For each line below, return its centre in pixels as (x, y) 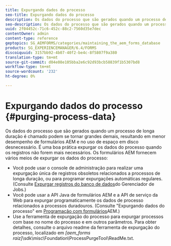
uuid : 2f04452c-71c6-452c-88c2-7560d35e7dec (53, 29)
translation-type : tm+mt (32, 57)
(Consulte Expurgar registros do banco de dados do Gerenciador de (83, 184)
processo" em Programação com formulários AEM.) (66, 211)
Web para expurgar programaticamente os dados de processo (78, 200)
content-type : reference (32, 39)
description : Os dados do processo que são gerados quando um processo (83, 19)
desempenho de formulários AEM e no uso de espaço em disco (72, 142)
